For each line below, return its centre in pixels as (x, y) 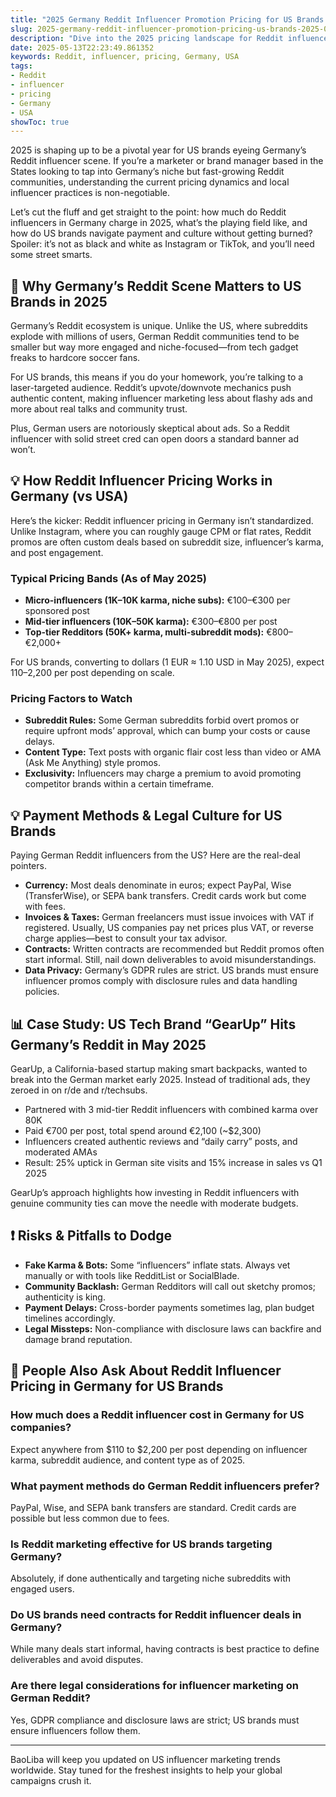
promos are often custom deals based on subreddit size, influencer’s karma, (167, 542)
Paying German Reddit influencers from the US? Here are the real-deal (155, 855)
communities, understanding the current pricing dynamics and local (150, 182)
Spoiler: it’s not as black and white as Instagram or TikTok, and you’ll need (162, 244)
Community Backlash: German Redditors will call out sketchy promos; (170, 1286)
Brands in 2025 (59, 301)
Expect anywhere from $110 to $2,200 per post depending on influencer (159, 1449)
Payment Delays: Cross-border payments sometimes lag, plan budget (169, 1307)
